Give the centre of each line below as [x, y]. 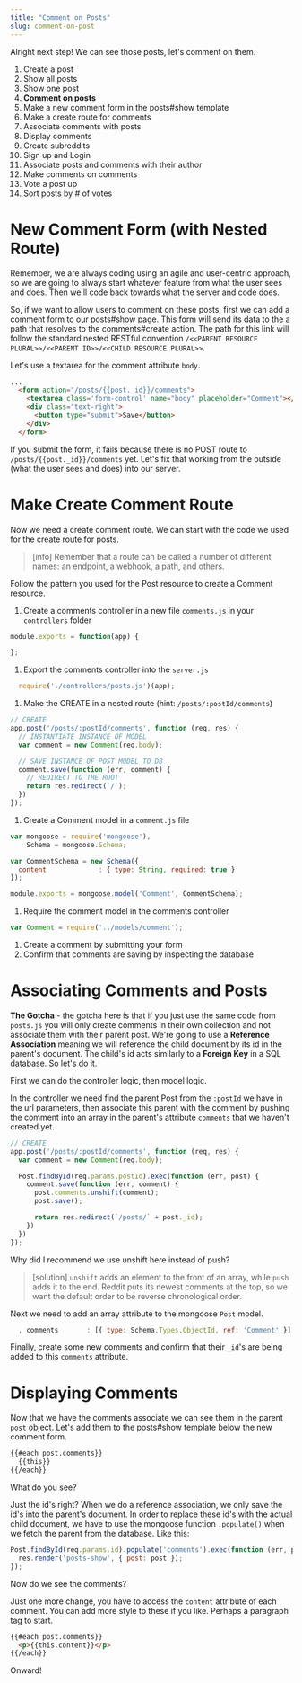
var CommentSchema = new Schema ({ [75, 861]
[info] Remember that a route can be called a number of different [151, 556]
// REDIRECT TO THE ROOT [73, 778]
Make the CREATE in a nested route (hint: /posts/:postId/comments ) [148, 704]
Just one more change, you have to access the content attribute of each [143, 1601]
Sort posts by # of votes [68, 193]
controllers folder [57, 620]
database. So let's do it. [54, 1063]
